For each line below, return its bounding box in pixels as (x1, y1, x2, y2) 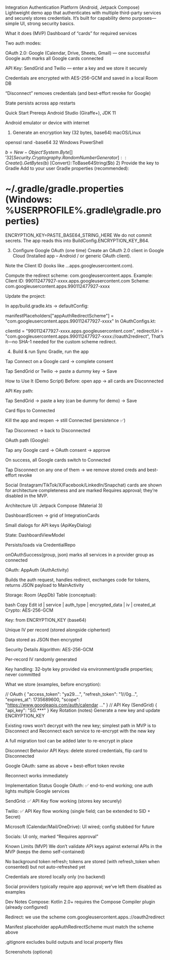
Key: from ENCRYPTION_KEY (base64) (5, 617, 87, 623)
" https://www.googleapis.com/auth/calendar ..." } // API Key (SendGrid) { (5, 702, 157, 708)
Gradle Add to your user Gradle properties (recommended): (5, 165, 130, 171)
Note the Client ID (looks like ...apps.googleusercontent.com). (5, 262, 134, 268)
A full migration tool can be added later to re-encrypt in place (5, 737, 133, 743)
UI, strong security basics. (20, 20, 75, 26)
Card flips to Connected (5, 407, 55, 413)
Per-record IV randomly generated (5, 656, 77, 662)
